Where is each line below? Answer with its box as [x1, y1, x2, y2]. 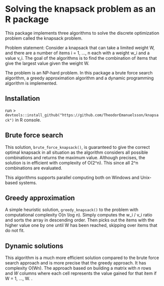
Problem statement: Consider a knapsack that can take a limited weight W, [5, 45, 155, 50]
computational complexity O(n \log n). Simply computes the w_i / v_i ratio [5, 212, 153, 218]
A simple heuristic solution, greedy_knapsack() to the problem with [5, 207, 139, 213]
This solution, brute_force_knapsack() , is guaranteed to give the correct [5, 144, 150, 150]
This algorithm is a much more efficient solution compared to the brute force [5, 255, 159, 261]
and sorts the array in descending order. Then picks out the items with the [5, 217, 155, 223]
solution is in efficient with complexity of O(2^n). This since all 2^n [5, 160, 139, 166]
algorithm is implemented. [5, 80, 58, 86]
